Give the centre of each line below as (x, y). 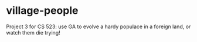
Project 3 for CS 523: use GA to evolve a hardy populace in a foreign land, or (98, 26)
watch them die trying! (33, 32)
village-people (42, 11)
